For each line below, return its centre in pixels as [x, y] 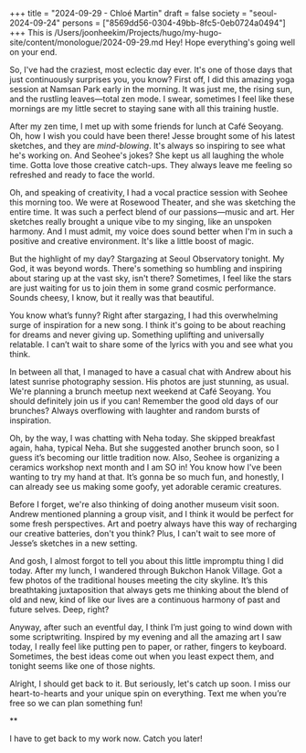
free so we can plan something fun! [76, 703]
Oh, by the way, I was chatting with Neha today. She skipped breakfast [142, 438]
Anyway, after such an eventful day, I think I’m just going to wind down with [151, 627]
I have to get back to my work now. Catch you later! [106, 738]
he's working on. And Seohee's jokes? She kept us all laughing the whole [147, 155]
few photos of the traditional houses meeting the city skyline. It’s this [138, 580]
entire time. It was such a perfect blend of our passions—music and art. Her [152, 212]
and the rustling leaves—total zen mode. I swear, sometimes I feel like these [152, 99]
